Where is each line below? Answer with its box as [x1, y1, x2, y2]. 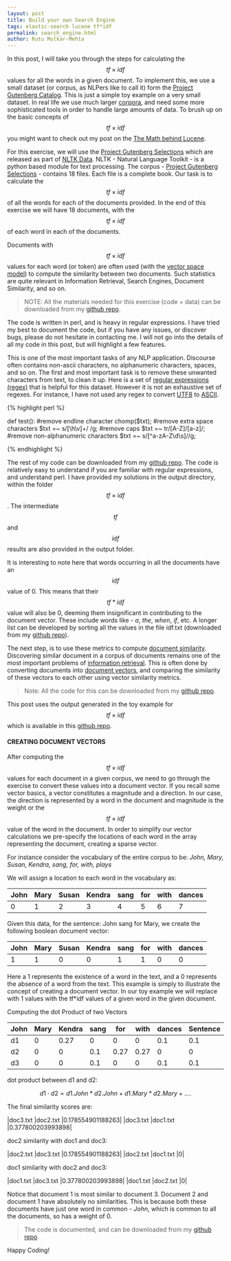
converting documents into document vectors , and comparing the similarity [7, 666, 221, 674]
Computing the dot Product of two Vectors [7, 1008, 128, 1016]
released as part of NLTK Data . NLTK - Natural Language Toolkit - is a [7, 155, 204, 163]
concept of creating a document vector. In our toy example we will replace [7, 987, 218, 996]
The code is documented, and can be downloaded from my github [23, 1225, 212, 1234]
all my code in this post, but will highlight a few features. [7, 341, 166, 349]
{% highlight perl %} [7, 404, 65, 412]
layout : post [7, 10, 45, 17]
